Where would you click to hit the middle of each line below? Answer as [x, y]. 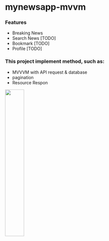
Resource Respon [30, 82]
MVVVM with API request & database [50, 72]
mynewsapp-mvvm [46, 7]
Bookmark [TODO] [31, 44]
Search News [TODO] [34, 38]
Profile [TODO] [27, 49]
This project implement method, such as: [55, 61]
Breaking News [27, 33]
